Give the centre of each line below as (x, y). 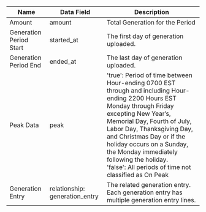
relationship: (67, 188)
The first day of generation (145, 36)
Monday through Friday (140, 106)
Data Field (75, 12)
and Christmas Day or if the (146, 136)
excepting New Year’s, (139, 114)
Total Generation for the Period (151, 22)
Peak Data (24, 125)
